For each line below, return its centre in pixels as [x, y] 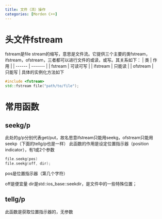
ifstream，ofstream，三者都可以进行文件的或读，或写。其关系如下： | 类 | [78, 60]
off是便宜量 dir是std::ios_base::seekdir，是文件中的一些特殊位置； [71, 183]
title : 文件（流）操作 [25, 9]
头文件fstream [34, 40]
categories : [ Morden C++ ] [31, 14]
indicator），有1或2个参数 [30, 150]
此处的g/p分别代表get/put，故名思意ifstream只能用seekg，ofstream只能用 [79, 138]
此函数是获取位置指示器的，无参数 [39, 212]
